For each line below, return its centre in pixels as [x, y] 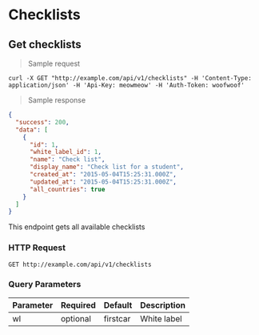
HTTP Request [37, 248]
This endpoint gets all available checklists [77, 227]
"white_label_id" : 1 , [66, 152]
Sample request [54, 63]
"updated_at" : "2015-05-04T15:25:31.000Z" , [103, 182]
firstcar [117, 318]
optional [76, 318]
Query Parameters [45, 285]
